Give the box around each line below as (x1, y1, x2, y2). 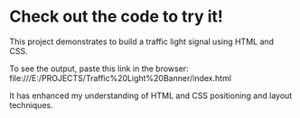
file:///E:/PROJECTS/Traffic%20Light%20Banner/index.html (9, 72, 232, 83)
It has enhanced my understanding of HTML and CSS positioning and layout (9, 90, 293, 101)
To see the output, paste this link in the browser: (9, 63, 189, 74)
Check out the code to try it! (9, 6, 223, 27)
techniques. (9, 99, 53, 110)
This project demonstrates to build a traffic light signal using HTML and (9, 36, 274, 47)
